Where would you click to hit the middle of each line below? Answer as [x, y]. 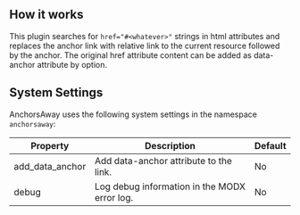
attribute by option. [72, 64]
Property [50, 145]
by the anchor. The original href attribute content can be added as [130, 55]
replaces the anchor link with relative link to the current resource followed [145, 45]
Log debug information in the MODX [170, 186]
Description [170, 145]
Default [270, 145]
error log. [114, 197]
